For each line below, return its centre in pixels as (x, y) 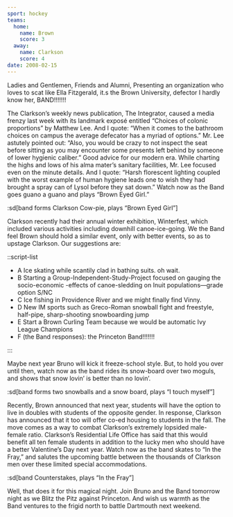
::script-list (23, 257)
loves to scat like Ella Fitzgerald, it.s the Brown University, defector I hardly (114, 92)
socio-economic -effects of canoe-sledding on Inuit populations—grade (120, 285)
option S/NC (35, 292)
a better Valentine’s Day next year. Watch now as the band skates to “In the (114, 449)
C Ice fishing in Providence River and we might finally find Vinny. (110, 300)
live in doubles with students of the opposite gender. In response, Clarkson (114, 412)
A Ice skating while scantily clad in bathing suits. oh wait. (98, 270)
